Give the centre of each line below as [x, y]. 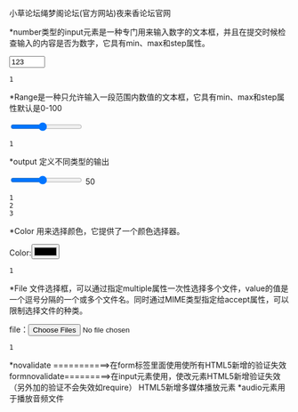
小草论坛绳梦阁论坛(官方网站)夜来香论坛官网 [90, 13]
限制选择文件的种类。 [48, 311]
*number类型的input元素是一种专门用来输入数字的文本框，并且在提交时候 [144, 32]
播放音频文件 [40, 398]
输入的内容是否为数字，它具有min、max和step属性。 [113, 43]
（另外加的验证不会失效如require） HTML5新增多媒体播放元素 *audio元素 [144, 387]
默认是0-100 [39, 108]
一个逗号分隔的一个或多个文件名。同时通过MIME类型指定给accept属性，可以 [149, 299]
